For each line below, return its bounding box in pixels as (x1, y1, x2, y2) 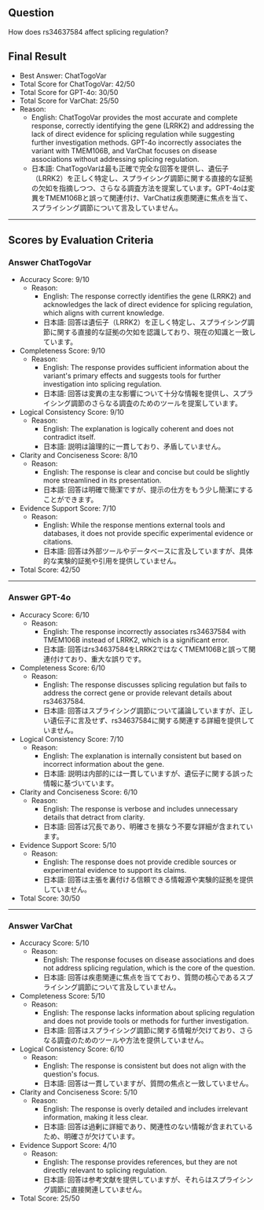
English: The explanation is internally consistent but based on (42, 750, 242, 761)
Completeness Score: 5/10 (19, 991, 105, 1000)
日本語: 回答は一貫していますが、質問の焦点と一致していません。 (42, 1078, 253, 1087)
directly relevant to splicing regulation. (42, 1165, 167, 1175)
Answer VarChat (8, 920, 73, 931)
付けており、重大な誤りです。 (49, 654, 146, 663)
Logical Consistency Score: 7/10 (19, 734, 124, 743)
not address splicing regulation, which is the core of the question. (42, 962, 255, 973)
